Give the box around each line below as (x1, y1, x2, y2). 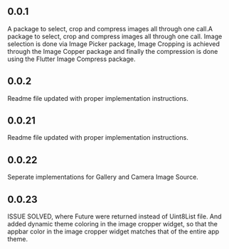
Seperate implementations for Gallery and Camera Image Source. (7, 173, 199, 182)
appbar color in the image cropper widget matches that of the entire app (7, 227, 220, 236)
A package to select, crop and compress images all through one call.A (7, 24, 213, 33)
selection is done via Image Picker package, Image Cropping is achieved (7, 39, 220, 48)
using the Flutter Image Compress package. (7, 55, 136, 63)
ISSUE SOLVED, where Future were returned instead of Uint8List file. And (7, 212, 222, 221)
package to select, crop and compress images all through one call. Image (7, 32, 223, 40)
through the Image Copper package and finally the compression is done (7, 47, 218, 55)
